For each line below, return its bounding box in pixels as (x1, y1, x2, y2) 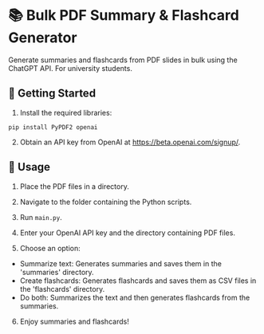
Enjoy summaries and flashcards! (19, 316, 129, 326)
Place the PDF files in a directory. (19, 181, 129, 191)
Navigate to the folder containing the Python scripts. (19, 197, 192, 206)
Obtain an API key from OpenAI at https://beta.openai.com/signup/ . (19, 137, 241, 147)
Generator (8, 29, 77, 47)
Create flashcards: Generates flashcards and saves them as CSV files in (19, 276, 257, 285)
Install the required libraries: (19, 108, 112, 117)
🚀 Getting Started (8, 87, 97, 100)
